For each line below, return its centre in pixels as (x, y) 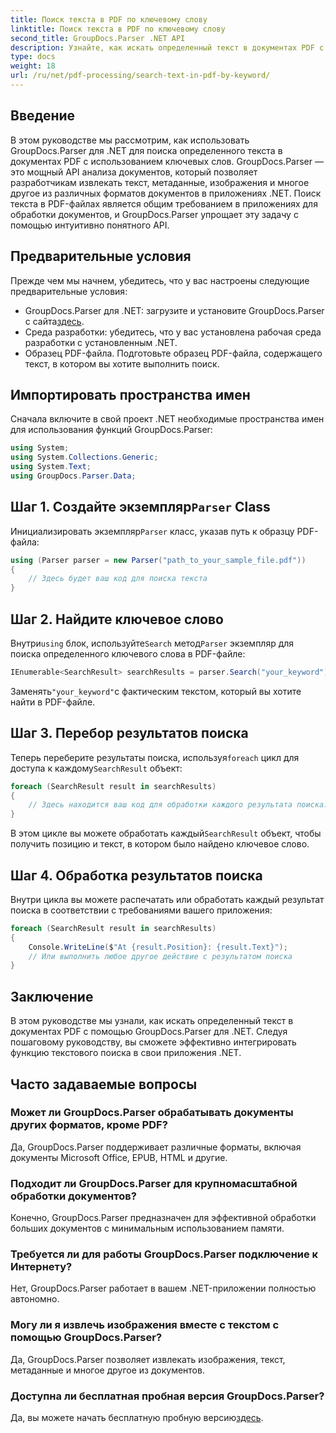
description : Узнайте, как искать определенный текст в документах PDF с (167, 47)
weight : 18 (33, 66)
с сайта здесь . (54, 321)
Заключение (52, 996)
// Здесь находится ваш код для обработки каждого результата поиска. (178, 805)
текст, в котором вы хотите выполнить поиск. (122, 363)
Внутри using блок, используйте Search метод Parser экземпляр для (152, 643)
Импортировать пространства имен (130, 394)
